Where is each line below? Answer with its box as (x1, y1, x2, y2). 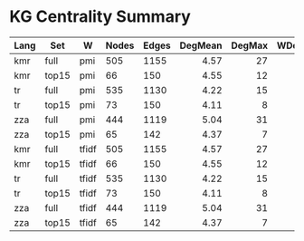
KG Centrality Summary (9, 6, 192, 27)
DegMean (179, 39, 223, 52)
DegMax (231, 39, 269, 52)
